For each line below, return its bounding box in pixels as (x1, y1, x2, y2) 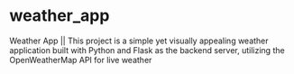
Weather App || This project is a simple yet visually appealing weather (9, 35, 269, 46)
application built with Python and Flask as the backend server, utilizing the (9, 44, 286, 55)
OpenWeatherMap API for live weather (9, 54, 152, 65)
